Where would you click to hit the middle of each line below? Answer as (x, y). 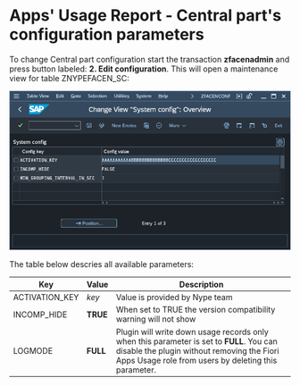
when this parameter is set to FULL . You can (197, 341)
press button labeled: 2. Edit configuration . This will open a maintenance (144, 69)
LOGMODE (33, 350)
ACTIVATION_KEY (46, 298)
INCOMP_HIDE (40, 315)
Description (201, 284)
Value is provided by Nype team (174, 298)
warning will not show (156, 319)
